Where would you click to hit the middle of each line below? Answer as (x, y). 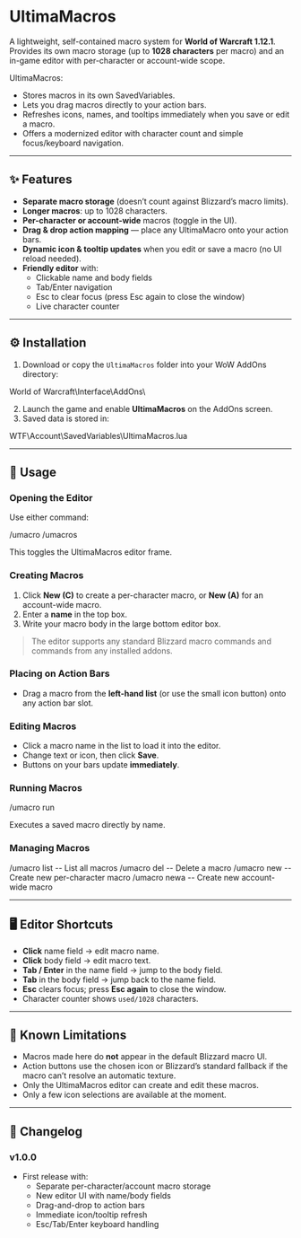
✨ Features (41, 180)
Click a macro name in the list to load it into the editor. (121, 746)
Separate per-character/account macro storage (123, 1186)
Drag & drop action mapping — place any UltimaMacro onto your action (155, 230)
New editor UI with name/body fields (103, 1196)
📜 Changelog (46, 1132)
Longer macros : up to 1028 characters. (95, 211)
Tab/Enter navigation (74, 287)
